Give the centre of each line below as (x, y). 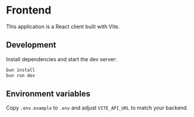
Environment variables (48, 94)
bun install (21, 70)
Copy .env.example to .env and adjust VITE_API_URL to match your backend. (97, 108)
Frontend (29, 10)
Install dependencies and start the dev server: (62, 59)
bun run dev (21, 75)
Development (31, 45)
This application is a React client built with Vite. (63, 26)
